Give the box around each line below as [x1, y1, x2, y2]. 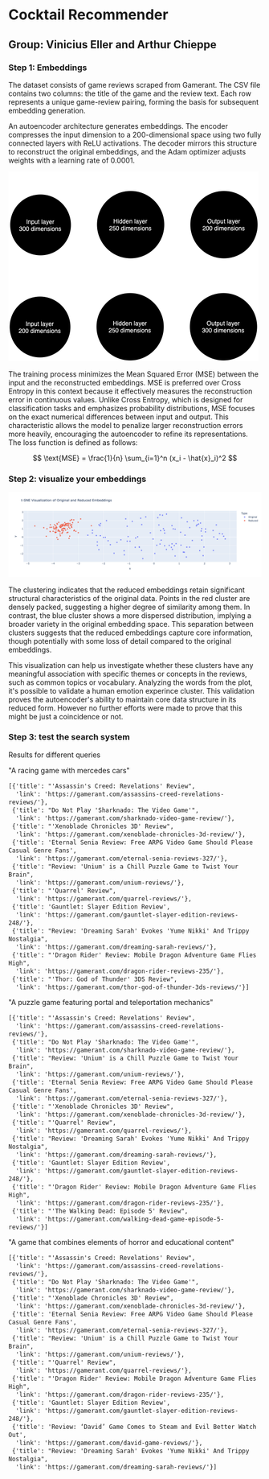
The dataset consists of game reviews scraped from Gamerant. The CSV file [8, 80, 261, 89]
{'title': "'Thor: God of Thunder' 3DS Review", [11, 975, 178, 983]
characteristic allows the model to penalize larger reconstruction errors [8, 420, 243, 430]
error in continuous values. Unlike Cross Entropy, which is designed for [8, 394, 243, 404]
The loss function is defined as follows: [8, 437, 138, 447]
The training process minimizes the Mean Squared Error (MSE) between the [8, 369, 259, 379]
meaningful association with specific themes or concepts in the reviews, [8, 669, 247, 678]
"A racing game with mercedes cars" [8, 765, 130, 775]
